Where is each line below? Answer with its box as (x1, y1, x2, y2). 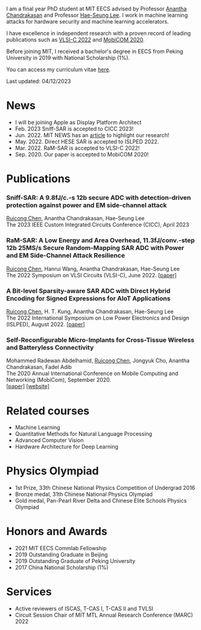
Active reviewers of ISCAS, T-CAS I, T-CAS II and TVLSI (14, 605, 154, 612)
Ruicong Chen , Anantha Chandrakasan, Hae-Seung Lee (6, 214, 145, 222)
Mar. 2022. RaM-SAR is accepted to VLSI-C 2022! (14, 144, 140, 152)
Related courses (6, 404, 90, 417)
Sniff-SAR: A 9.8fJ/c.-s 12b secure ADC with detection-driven (6, 193, 191, 202)
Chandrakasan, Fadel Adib (6, 364, 72, 371)
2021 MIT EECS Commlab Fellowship (14, 545, 107, 552)
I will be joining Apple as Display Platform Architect (14, 118, 142, 126)
